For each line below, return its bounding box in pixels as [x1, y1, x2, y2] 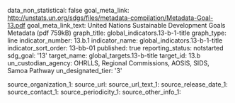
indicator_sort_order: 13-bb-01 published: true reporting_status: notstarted [7, 44, 224, 52]
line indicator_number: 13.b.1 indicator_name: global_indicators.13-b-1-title [7, 36, 223, 45]
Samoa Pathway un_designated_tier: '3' [7, 67, 122, 75]
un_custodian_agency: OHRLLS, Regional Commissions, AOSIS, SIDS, [7, 59, 210, 67]
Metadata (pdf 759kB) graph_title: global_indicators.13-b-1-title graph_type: [7, 28, 227, 37]
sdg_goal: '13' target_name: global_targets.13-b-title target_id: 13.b [7, 51, 201, 60]
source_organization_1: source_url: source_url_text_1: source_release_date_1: [7, 80, 228, 88]
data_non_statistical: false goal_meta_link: [7, 6, 130, 14]
